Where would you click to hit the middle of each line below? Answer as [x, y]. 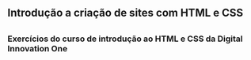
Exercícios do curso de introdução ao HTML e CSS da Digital [125, 39]
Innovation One [38, 48]
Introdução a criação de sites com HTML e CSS [125, 13]
